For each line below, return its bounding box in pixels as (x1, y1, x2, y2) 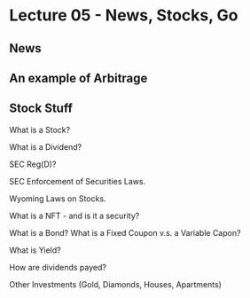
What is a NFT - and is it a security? (9, 210, 140, 221)
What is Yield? (9, 245, 61, 255)
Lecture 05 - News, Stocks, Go (9, 5, 238, 26)
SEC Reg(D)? (9, 159, 57, 169)
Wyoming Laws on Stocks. (9, 192, 106, 204)
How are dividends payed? (9, 262, 106, 272)
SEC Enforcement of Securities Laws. (9, 176, 146, 186)
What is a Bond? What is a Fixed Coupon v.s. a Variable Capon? (9, 227, 241, 238)
